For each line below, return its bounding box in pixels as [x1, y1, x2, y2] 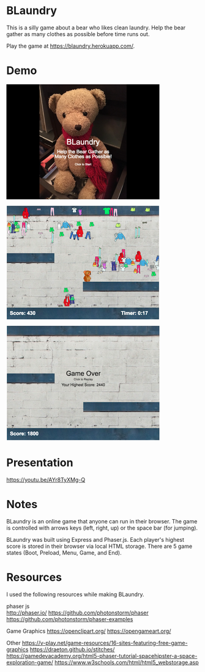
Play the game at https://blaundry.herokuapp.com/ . [6, 42, 135, 50]
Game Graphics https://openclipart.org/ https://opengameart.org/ [6, 627, 171, 635]
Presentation [6, 456, 73, 470]
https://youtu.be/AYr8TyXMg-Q [6, 476, 86, 483]
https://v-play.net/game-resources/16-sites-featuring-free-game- [21, 639, 188, 646]
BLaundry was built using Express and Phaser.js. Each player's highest [6, 536, 185, 543]
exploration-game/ [6, 659, 53, 666]
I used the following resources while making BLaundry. [6, 591, 144, 598]
